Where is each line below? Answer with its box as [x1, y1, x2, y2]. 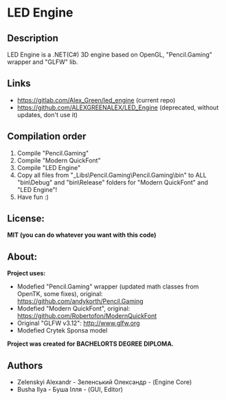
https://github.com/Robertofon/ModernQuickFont [16, 312, 157, 320]
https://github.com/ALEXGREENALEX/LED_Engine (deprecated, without [16, 103, 219, 112]
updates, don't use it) [16, 110, 78, 118]
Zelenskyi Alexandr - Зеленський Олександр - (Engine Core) [16, 378, 192, 386]
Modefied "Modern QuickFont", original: [16, 304, 131, 313]
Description [7, 32, 58, 44]
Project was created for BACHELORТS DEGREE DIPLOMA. [7, 339, 174, 348]
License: [7, 213, 45, 224]
